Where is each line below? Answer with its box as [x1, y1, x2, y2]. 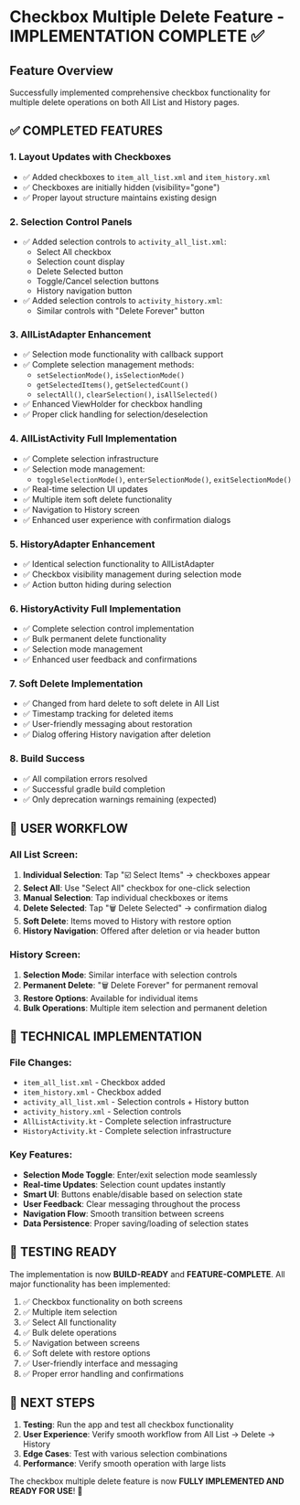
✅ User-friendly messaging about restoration [22, 719, 193, 730]
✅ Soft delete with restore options [22, 1347, 151, 1359]
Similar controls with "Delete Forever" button [36, 304, 206, 316]
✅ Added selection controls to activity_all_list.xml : [22, 236, 227, 247]
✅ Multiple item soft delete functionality [22, 494, 172, 505]
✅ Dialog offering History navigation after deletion [22, 729, 211, 740]
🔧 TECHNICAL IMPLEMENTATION [9, 1029, 203, 1044]
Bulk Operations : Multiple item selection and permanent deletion [22, 1002, 268, 1013]
